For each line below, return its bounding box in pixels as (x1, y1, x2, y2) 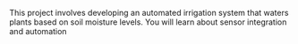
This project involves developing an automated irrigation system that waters (9, 8, 289, 18)
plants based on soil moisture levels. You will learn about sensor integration (9, 17, 287, 27)
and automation (9, 26, 67, 36)
